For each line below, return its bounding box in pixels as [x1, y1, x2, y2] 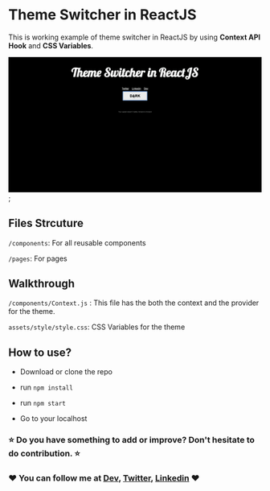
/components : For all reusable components [8, 237, 146, 247]
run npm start [19, 398, 66, 408]
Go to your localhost [19, 414, 88, 423]
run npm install [19, 382, 74, 392]
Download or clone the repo [19, 367, 112, 377]
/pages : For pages [8, 254, 67, 263]
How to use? [8, 345, 72, 359]
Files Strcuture [8, 217, 84, 230]
